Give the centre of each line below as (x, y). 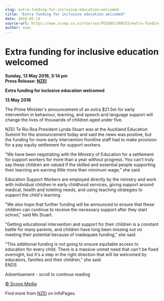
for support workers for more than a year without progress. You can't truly (80, 160)
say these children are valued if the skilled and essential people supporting (80, 165)
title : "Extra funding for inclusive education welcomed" (65, 14)
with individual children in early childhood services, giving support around (79, 185)
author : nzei (18, 28)
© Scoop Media (21, 284)
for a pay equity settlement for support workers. (53, 145)
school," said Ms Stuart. (29, 215)
